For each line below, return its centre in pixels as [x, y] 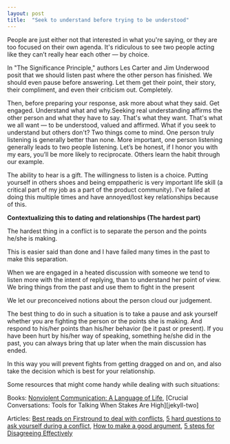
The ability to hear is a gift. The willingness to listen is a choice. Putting [108, 175]
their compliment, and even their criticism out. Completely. [90, 90]
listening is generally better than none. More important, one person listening [115, 139]
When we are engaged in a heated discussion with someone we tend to [108, 272]
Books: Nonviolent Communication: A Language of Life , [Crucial [98, 398]
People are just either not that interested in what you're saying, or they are [112, 39]
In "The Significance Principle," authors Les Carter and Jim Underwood [108, 68]
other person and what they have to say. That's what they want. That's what [115, 117]
